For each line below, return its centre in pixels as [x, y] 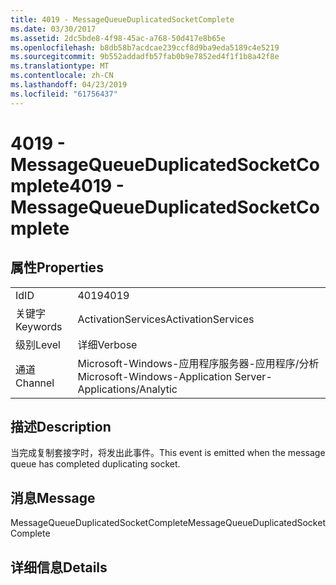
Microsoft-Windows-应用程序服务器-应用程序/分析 [198, 363]
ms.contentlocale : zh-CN [62, 76]
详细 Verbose [107, 344]
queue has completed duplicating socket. [95, 464]
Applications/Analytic [127, 389]
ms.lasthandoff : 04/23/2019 [69, 85]
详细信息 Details [59, 567]
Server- [253, 376]
